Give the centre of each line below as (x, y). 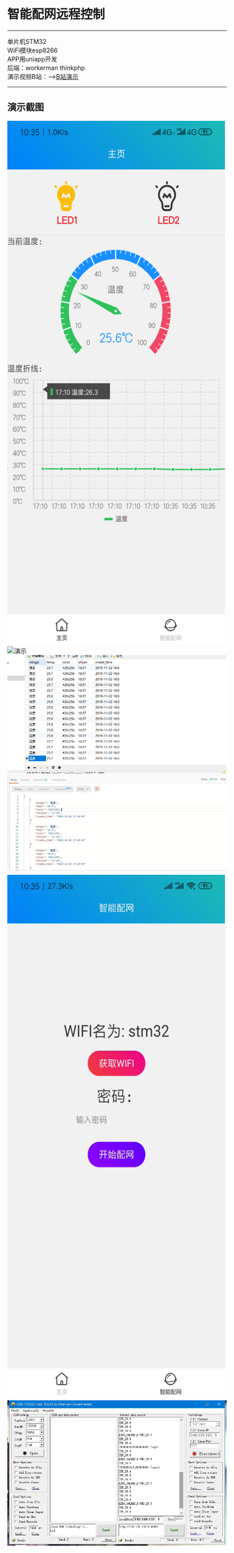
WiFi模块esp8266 (32, 50)
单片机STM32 (27, 41)
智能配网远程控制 (56, 14)
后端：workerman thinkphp (46, 68)
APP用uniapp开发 (32, 59)
